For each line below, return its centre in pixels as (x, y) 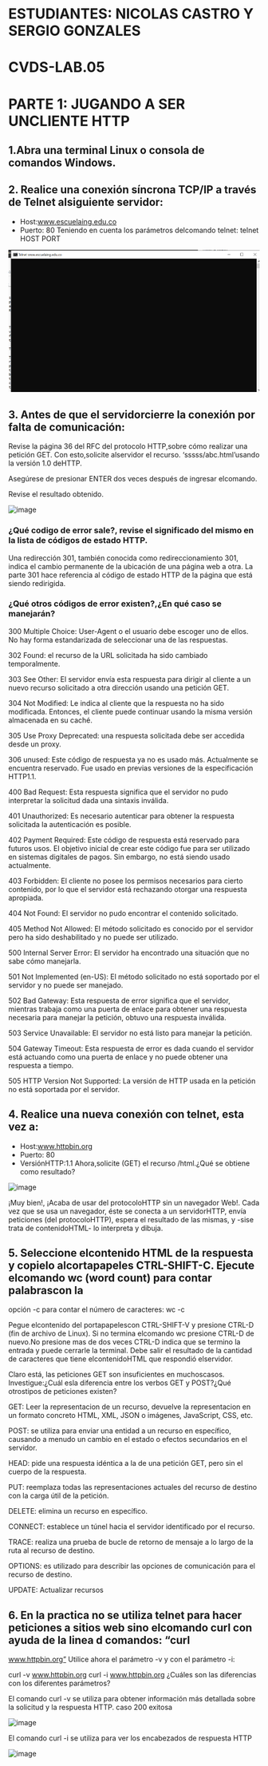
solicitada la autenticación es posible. (70, 824)
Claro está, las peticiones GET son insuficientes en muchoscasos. (116, 1375)
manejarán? (32, 614)
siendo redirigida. (37, 583)
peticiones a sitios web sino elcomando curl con (130, 1627)
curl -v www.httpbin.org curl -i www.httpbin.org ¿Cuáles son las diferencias (132, 1675)
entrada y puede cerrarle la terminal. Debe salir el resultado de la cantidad (130, 1351)
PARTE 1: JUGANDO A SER (97, 104)
